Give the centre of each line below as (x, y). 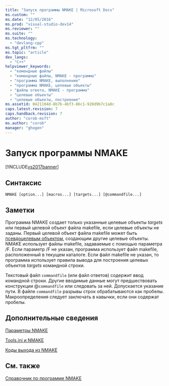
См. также (23, 366)
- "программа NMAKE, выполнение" (45, 81)
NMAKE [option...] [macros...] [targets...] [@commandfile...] (74, 195)
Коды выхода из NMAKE (31, 350)
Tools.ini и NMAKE (25, 340)
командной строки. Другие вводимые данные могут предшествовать (81, 281)
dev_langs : (17, 57)
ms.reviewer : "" (22, 29)
